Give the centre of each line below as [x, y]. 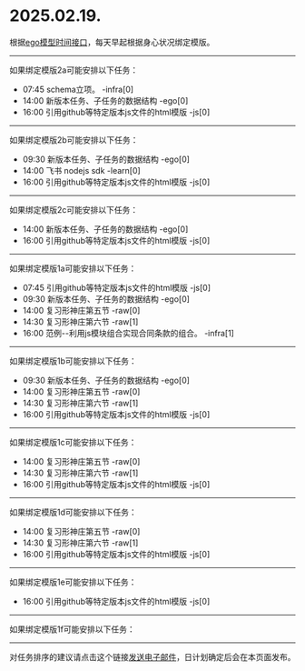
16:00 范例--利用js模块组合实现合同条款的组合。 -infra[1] [128, 333]
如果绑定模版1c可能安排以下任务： [73, 442]
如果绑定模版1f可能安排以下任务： [72, 629]
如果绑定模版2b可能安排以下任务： [74, 140]
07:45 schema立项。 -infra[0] [78, 89]
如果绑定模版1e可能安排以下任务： [73, 582]
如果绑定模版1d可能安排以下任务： [74, 512]
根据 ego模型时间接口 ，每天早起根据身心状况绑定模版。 [112, 42]
